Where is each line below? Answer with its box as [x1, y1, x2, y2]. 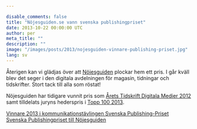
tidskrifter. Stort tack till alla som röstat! [6, 81, 101, 88]
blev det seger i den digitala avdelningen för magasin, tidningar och [6, 74, 169, 81]
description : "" [6, 41, 46, 47]
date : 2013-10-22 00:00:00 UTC [6, 25, 83, 31]
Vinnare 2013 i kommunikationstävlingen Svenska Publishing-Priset [6, 110, 169, 117]
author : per [6, 30, 35, 36]
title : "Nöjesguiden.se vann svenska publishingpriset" [6, 19, 146, 25]
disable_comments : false [6, 14, 67, 19]
